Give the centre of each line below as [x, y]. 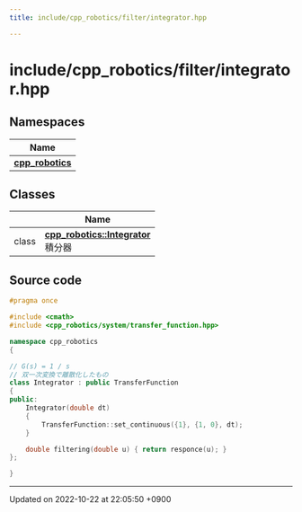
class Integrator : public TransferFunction [94, 383]
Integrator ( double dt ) [68, 408]
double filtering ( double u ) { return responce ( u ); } [126, 449]
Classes [32, 194]
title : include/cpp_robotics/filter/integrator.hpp [108, 18]
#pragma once [34, 301]
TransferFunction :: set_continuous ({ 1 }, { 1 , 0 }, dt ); [142, 424]
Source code [46, 280]
